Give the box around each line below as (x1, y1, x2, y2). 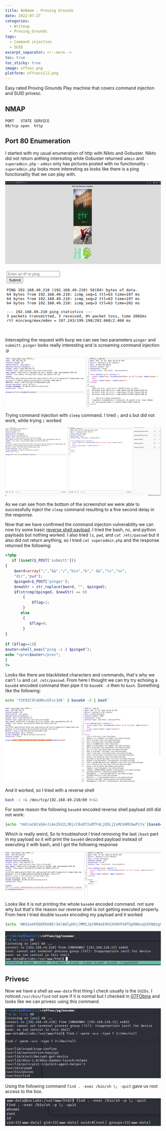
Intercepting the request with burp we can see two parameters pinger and (5, 336, 156, 342)
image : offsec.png (5, 66, 43, 70)
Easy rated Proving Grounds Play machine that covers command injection (5, 85, 155, 91)
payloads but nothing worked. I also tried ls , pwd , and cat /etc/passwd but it (5, 532, 160, 538)
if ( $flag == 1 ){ (5, 642, 37, 647)
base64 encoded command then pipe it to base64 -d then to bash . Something (5, 682, 160, 688)
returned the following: (5, 542, 52, 548)
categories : (5, 18, 30, 23)
